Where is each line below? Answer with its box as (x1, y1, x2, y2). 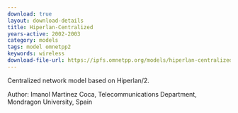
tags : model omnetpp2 (7, 43, 72, 50)
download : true (7, 10, 52, 18)
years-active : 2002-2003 (7, 30, 81, 38)
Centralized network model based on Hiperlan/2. (7, 76, 150, 85)
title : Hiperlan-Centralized (7, 23, 93, 31)
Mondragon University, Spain (7, 97, 93, 106)
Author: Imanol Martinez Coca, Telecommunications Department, (7, 90, 197, 98)
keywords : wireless (7, 50, 65, 58)
